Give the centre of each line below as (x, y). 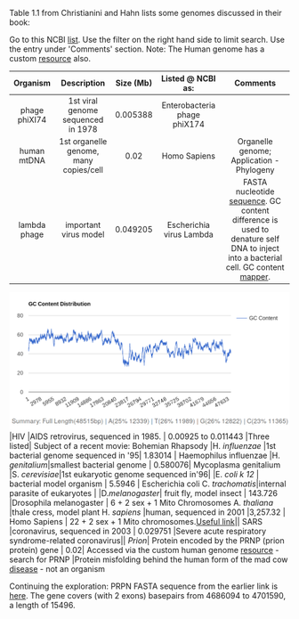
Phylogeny (255, 170)
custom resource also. (50, 58)
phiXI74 (32, 119)
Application (252, 160)
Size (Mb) (134, 83)
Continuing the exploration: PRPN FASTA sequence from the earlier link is (144, 586)
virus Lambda (188, 234)
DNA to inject (255, 248)
